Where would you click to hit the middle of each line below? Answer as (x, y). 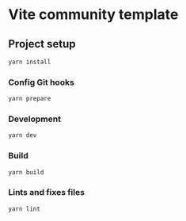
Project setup (42, 44)
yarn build (26, 172)
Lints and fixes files (47, 192)
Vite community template (93, 15)
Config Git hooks (42, 82)
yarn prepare (30, 99)
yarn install (30, 62)
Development (35, 119)
